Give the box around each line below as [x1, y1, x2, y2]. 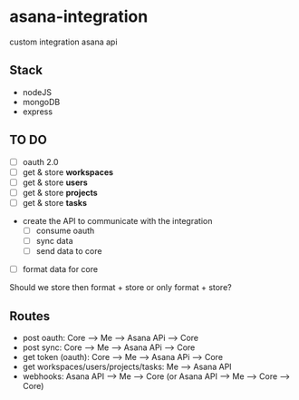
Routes [9, 308, 51, 324]
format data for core [22, 264, 98, 275]
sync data [35, 235, 73, 246]
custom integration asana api [9, 36, 118, 47]
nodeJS [22, 86, 53, 97]
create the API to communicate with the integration [22, 215, 213, 226]
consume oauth [35, 225, 95, 236]
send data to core [35, 246, 102, 256]
